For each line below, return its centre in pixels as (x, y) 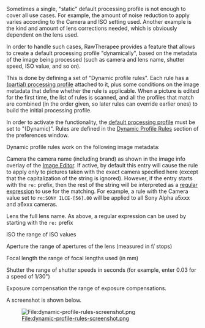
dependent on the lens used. (43, 35)
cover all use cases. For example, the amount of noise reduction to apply (98, 15)
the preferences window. (38, 135)
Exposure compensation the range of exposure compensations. (87, 288)
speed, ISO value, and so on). (43, 66)
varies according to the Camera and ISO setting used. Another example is (99, 22)
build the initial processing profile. (49, 110)
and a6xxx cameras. (32, 204)
